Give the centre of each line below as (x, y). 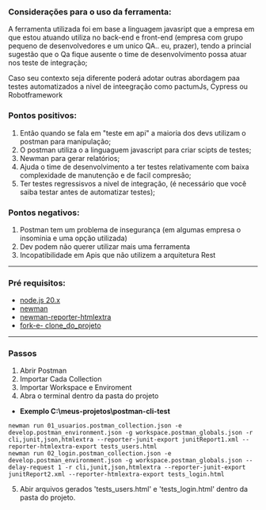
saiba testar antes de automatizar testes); (87, 192)
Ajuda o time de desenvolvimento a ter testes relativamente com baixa (134, 167)
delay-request (32, 468)
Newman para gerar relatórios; (70, 158)
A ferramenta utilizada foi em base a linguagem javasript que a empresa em (131, 29)
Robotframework (36, 95)
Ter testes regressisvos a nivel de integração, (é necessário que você (133, 183)
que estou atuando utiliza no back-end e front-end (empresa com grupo (126, 37)
